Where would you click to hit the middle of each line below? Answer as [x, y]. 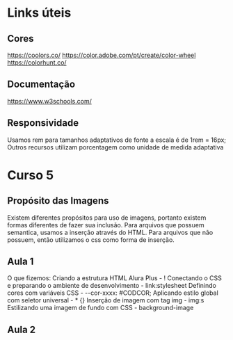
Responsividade [43, 123]
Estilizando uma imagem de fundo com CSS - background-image [101, 308]
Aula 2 [22, 329]
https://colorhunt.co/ [37, 63]
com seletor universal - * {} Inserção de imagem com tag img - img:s [106, 300]
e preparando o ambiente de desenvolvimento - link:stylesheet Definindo [112, 286]
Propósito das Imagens [58, 201]
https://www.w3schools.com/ [49, 101]
